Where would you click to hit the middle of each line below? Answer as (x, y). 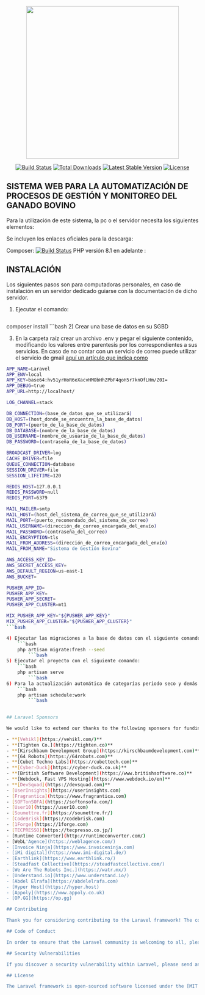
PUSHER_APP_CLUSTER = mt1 (37, 605)
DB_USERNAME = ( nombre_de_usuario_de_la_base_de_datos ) (76, 436)
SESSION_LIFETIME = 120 (34, 476)
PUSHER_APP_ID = (26, 588)
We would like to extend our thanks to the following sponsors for (94, 728)
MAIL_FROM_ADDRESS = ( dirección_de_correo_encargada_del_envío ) (87, 543)
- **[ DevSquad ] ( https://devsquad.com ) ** (59, 784)
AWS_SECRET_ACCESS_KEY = (37, 565)
